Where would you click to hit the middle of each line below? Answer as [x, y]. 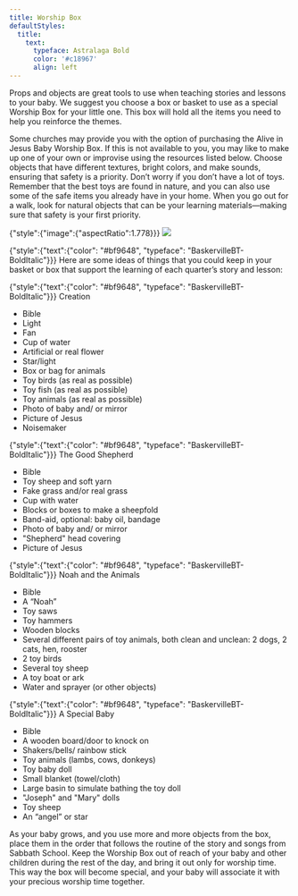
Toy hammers [47, 620]
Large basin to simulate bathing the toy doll [101, 788]
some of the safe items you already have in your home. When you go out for [149, 195]
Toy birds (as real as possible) [77, 380]
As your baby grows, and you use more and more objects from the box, [140, 833]
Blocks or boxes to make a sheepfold [90, 510]
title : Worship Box [46, 17]
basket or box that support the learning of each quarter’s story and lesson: [146, 269]
